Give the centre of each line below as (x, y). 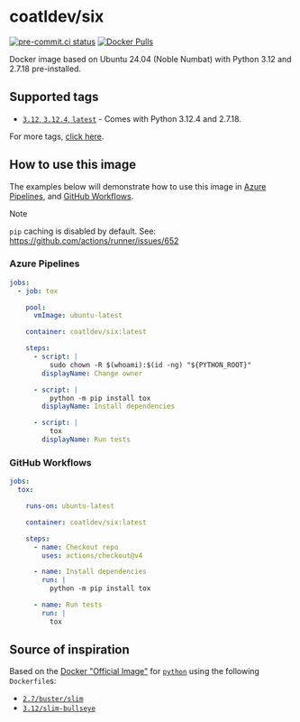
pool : (36, 307)
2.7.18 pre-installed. (45, 69)
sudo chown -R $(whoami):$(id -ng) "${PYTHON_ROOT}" (150, 365)
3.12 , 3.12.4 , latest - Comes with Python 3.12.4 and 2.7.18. (132, 118)
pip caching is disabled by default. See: (82, 231)
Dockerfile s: (33, 681)
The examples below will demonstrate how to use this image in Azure (138, 186)
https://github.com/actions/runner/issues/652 (94, 240)
